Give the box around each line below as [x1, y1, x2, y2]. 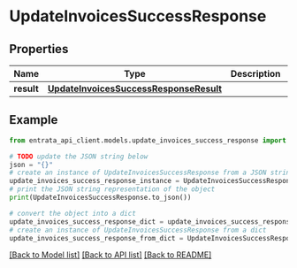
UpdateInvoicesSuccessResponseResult [47, 82, 223, 95]
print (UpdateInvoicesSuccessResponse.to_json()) [9, 193, 192, 203]
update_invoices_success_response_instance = [9, 177, 179, 186]
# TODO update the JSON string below [9, 152, 148, 161]
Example [9, 112, 58, 127]
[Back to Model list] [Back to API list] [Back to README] [9, 249, 212, 260]
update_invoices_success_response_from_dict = [9, 234, 184, 242]
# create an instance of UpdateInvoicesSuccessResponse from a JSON [9, 168, 267, 178]
